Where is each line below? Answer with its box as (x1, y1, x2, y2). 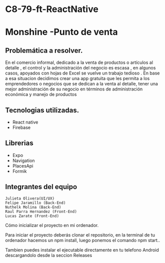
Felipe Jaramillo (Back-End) (5, 200, 66, 205)
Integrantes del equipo (5, 182, 77, 191)
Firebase (12, 124, 31, 130)
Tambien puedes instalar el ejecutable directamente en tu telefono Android (5, 246, 159, 253)
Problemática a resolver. (5, 46, 83, 54)
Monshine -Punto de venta (5, 26, 118, 38)
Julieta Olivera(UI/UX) (5, 196, 55, 201)
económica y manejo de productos (5, 91, 77, 97)
